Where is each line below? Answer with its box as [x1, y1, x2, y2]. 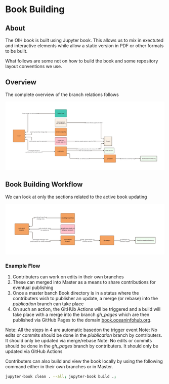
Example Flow [5, 263, 40, 270]
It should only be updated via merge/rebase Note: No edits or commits [5, 338, 152, 344]
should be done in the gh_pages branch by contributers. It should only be [5, 343, 158, 349]
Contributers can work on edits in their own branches [12, 274, 124, 280]
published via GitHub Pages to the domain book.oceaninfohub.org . [12, 317, 152, 323]
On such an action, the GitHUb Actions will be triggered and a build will [12, 306, 161, 312]
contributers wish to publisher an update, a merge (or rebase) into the [12, 296, 158, 302]
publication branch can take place [12, 301, 84, 307]
